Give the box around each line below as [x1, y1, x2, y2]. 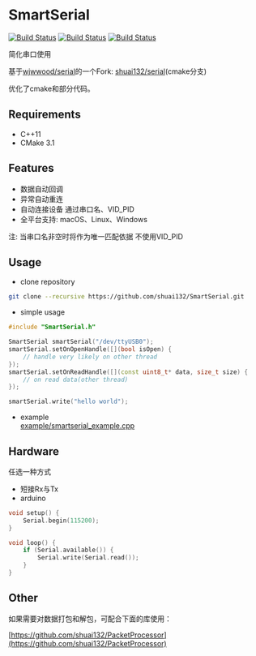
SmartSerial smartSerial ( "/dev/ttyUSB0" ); [8, 338, 154, 346]
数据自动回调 [19, 184, 63, 194]
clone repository [19, 277, 75, 287]
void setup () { [8, 508, 60, 517]
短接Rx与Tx [19, 484, 59, 494]
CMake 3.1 [19, 138, 55, 148]
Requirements [8, 108, 81, 122]
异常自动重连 [19, 194, 63, 204]
